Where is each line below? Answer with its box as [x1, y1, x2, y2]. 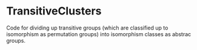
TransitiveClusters [6, 4, 102, 18]
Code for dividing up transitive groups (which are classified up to [6, 24, 169, 31]
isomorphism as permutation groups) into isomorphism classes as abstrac [6, 30, 192, 37]
